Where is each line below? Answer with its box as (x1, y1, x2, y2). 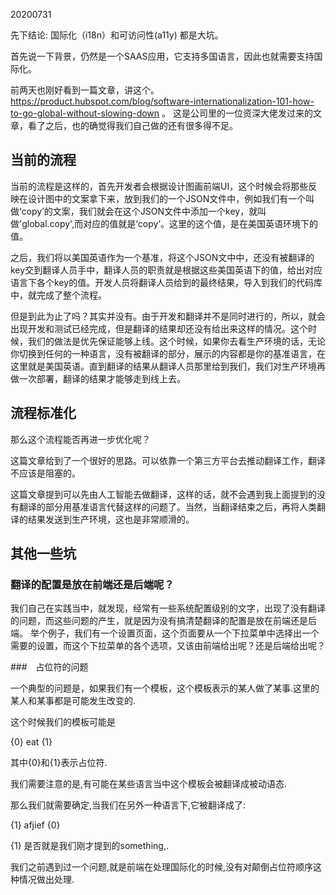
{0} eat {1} (10, 736, 53, 748)
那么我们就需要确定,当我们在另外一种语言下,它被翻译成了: (10, 799, 247, 811)
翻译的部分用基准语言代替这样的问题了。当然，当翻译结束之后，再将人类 (18, 500, 317, 513)
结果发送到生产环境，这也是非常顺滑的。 (27, 513, 195, 525)
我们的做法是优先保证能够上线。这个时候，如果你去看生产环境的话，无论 (27, 335, 326, 347)
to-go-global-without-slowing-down (10, 107, 160, 119)
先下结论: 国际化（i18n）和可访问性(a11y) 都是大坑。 (10, 29, 224, 41)
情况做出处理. (18, 874, 75, 886)
